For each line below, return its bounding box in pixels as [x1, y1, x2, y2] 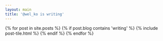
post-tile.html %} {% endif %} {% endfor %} [5, 30, 94, 36]
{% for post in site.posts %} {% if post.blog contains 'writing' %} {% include [5, 25, 158, 31]
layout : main [5, 7, 32, 12]
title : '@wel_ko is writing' [5, 12, 64, 17]
